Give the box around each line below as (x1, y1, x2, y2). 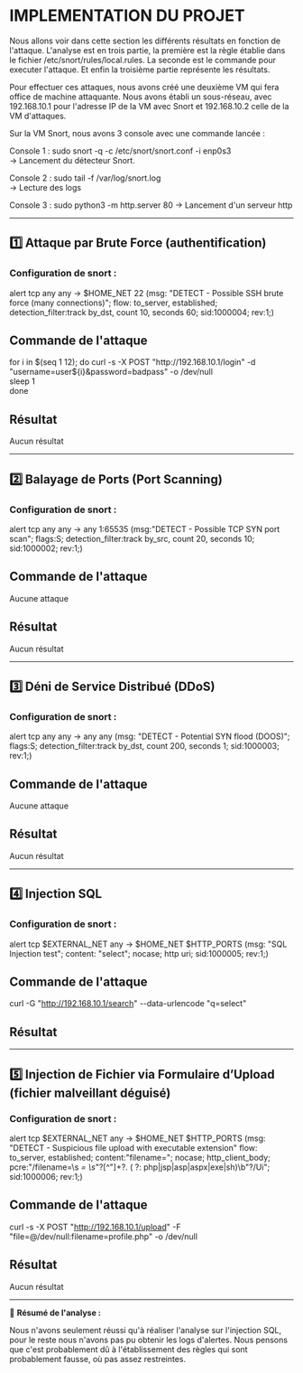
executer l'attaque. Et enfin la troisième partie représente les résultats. (9, 64, 271, 75)
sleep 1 (9, 376, 36, 387)
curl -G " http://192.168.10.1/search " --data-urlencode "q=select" (9, 998, 247, 1009)
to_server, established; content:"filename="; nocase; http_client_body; (9, 1152, 271, 1163)
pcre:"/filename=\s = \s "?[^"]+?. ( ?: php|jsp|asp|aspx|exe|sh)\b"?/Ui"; (9, 1162, 271, 1172)
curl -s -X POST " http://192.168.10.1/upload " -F (9, 1221, 181, 1232)
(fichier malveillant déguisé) (9, 1085, 171, 1100)
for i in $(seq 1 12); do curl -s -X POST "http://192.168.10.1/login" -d (9, 357, 256, 368)
